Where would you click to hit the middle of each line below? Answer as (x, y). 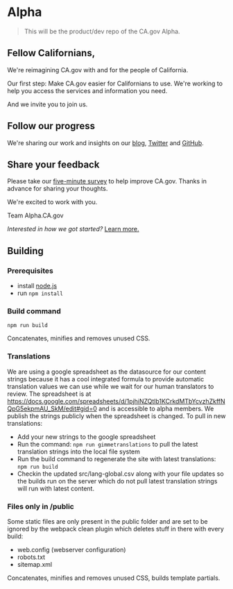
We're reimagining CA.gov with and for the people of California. (98, 69)
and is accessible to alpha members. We (156, 408)
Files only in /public (41, 506)
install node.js (37, 286)
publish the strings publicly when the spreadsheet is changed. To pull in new (116, 416)
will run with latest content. (56, 488)
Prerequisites (30, 270)
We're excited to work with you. (52, 202)
